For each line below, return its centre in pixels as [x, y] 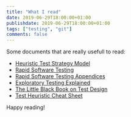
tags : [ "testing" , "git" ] [39, 29]
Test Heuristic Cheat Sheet [49, 96]
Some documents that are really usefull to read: [66, 52]
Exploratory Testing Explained [53, 83]
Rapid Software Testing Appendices [60, 76]
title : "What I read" [34, 12]
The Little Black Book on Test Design [61, 89]
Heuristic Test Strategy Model [52, 64]
